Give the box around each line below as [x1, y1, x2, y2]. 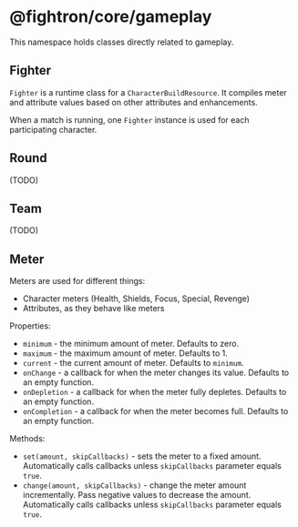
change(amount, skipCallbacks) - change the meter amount [22, 480, 247, 491]
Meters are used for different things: [9, 276, 146, 287]
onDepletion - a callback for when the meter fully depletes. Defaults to [22, 387, 287, 398]
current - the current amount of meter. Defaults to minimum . [22, 358, 244, 369]
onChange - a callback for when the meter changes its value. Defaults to [22, 367, 290, 379]
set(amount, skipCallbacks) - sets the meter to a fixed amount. [22, 451, 262, 461]
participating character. [9, 124, 98, 135]
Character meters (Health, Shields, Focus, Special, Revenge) [22, 293, 251, 304]
